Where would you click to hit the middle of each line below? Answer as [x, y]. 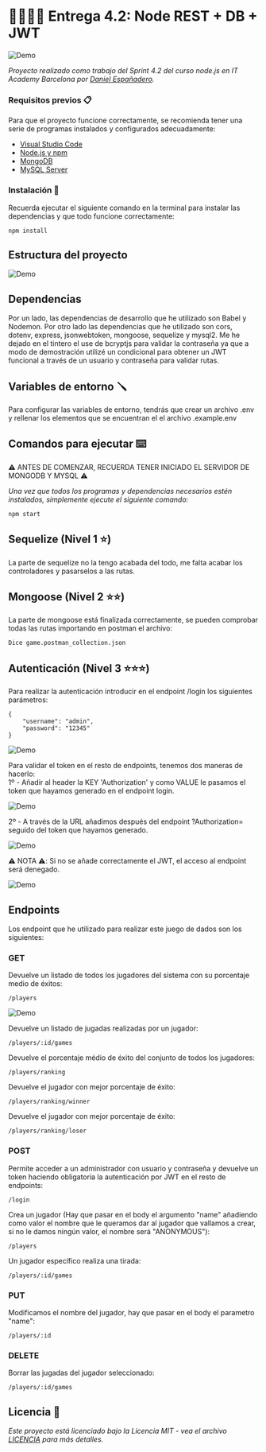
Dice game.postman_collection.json [67, 643]
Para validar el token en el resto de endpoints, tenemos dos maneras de [126, 766]
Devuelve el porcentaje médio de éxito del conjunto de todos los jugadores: [132, 1058]
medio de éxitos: [35, 984]
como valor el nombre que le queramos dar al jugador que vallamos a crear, [132, 1223]
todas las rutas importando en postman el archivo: [91, 628]
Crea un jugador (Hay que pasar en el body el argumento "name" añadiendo [133, 1214]
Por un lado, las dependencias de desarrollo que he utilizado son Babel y [127, 318]
